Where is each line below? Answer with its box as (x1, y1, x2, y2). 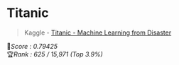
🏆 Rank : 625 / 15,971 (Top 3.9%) (6, 49, 104, 58)
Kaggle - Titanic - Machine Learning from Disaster (23, 28, 172, 37)
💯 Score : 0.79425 (6, 42, 58, 50)
